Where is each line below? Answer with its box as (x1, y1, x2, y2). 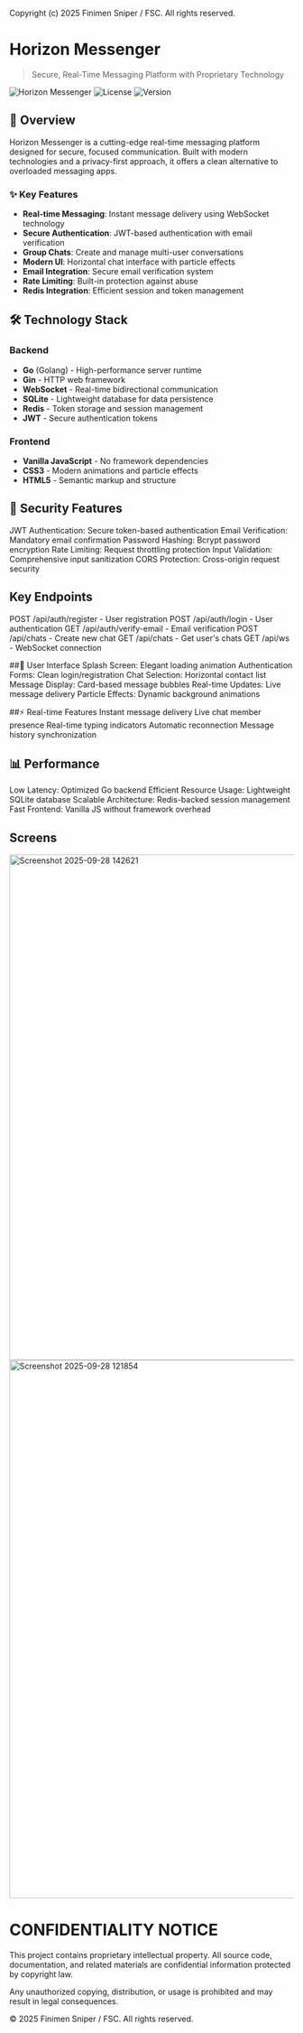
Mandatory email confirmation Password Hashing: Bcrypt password (9, 534, 261, 545)
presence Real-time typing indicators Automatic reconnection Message (9, 719, 275, 730)
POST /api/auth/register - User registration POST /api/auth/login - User (9, 613, 273, 624)
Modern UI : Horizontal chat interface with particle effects (22, 256, 236, 267)
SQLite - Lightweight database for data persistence (22, 393, 214, 404)
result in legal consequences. (9, 1996, 119, 2007)
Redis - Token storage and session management (22, 403, 204, 413)
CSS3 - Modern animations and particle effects (22, 465, 198, 477)
